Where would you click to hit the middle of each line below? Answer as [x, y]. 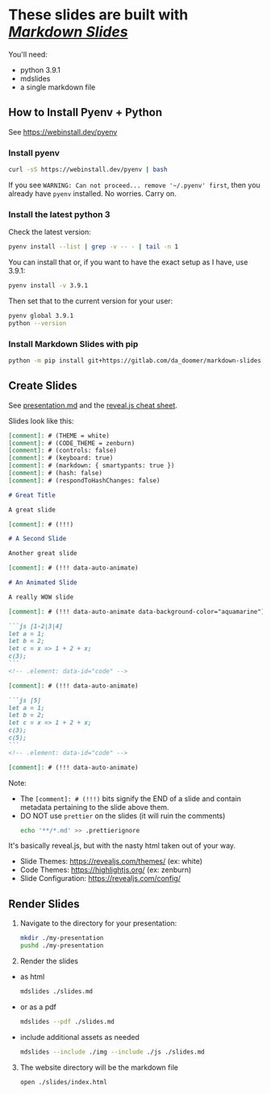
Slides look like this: [41, 420]
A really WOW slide [41, 597]
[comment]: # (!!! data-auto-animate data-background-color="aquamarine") [137, 612]
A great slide [32, 510]
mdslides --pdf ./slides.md [67, 1021]
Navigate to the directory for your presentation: [98, 923]
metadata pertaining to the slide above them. [94, 807]
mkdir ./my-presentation [62, 938]
